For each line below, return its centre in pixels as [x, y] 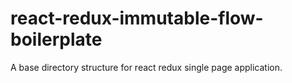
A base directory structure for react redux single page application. [146, 67]
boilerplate [56, 39]
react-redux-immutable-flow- [137, 18]
